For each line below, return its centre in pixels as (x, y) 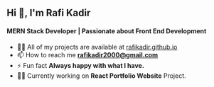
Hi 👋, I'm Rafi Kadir (49, 13)
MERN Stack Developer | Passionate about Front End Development (107, 31)
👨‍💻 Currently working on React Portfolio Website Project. (101, 76)
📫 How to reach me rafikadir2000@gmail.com (87, 54)
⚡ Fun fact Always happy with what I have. (81, 65)
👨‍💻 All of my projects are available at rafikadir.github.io (97, 47)
